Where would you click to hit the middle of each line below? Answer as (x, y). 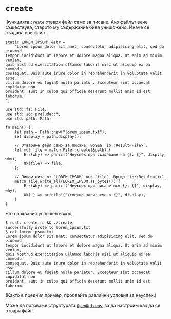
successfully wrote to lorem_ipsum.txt (48, 227)
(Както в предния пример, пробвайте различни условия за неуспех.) (81, 295)
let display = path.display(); (48, 136)
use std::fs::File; (26, 109)
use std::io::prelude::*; (33, 114)
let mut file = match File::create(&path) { (63, 150)
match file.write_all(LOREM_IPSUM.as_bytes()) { (68, 181)
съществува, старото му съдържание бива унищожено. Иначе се (78, 27)
